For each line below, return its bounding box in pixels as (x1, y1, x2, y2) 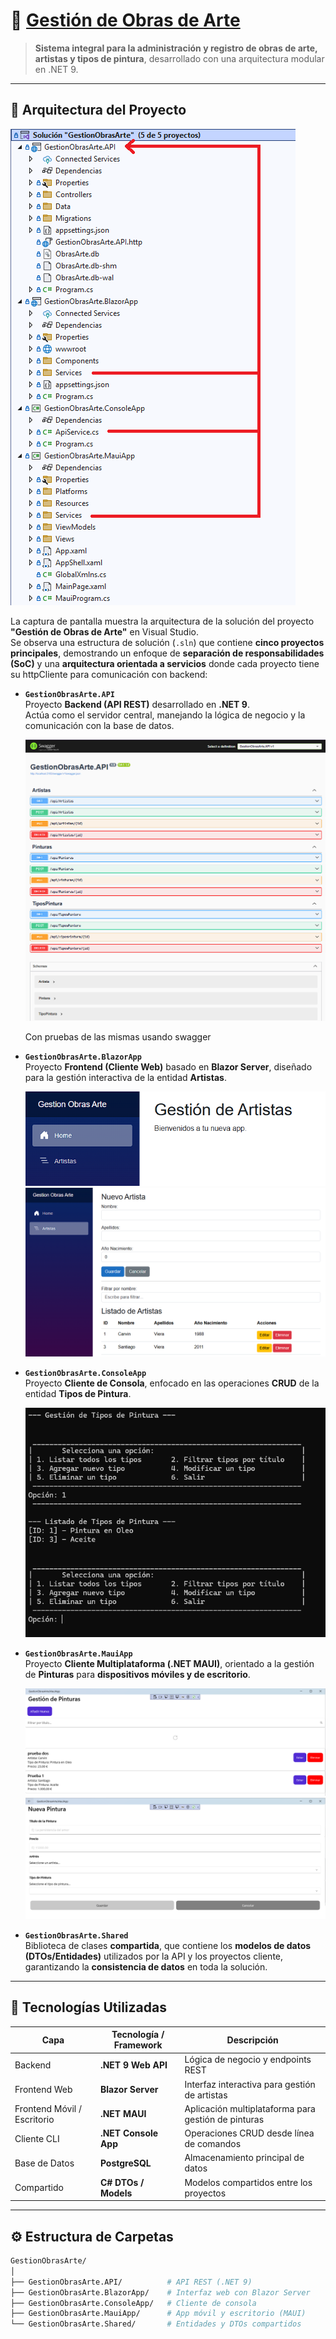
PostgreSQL (99, 2157, 152, 2169)
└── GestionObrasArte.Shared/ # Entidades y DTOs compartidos (10, 2319, 302, 2329)
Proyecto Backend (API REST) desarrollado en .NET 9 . (24, 698, 250, 710)
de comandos (184, 2138, 242, 2150)
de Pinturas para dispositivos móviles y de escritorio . (24, 1668, 251, 1680)
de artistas (184, 2089, 228, 2101)
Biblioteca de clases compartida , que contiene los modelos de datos (24, 1939, 312, 1951)
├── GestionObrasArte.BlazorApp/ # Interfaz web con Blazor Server (10, 2287, 311, 2298)
